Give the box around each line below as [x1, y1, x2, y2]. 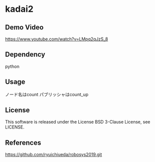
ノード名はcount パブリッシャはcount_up [5, 91, 89, 97]
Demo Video [5, 23, 44, 32]
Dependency [5, 50, 45, 59]
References [5, 138, 41, 147]
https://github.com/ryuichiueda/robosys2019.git [5, 152, 102, 158]
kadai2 [5, 3, 33, 15]
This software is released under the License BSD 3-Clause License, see [5, 119, 151, 125]
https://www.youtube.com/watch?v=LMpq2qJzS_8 [5, 36, 108, 42]
